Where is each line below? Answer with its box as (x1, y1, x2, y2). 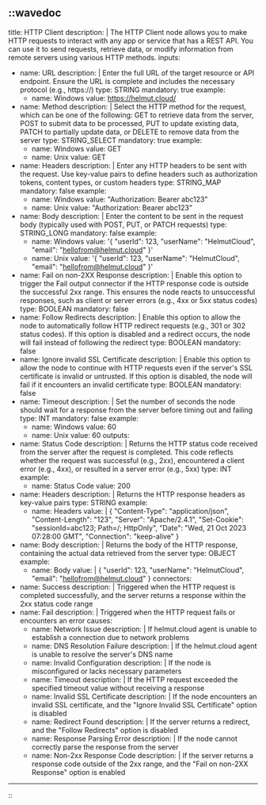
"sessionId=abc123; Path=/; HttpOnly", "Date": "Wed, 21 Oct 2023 (31, 523, 247, 532)
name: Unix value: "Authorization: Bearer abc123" (31, 202, 192, 213)
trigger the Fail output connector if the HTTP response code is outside (19, 278, 249, 288)
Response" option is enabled (31, 767, 126, 776)
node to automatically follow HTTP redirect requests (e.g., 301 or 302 (19, 320, 246, 330)
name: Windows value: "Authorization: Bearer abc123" (31, 194, 208, 204)
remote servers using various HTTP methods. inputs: (8, 52, 180, 62)
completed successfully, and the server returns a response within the (19, 590, 247, 600)
